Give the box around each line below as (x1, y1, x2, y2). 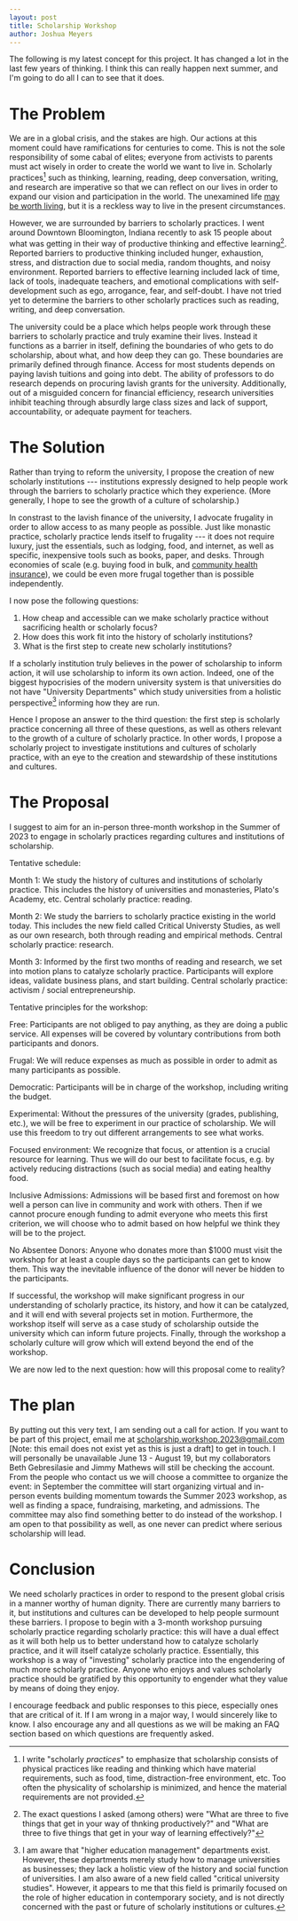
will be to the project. (9, 1228, 87, 1239)
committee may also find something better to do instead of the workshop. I (9, 1509, 282, 1520)
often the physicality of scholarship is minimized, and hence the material (21, 1783, 287, 1793)
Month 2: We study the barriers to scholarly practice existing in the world (9, 911, 277, 922)
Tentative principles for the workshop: (9, 1002, 148, 1012)
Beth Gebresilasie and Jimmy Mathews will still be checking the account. (9, 1462, 275, 1473)
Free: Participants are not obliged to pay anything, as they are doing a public (9, 1020, 288, 1030)
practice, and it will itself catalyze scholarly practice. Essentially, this (9, 1645, 260, 1656)
